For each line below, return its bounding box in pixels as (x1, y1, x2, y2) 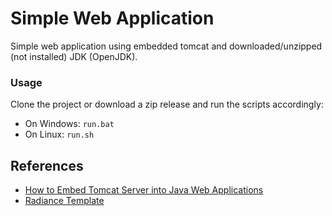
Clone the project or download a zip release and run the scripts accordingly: (10, 98, 324, 111)
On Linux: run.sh (24, 128, 95, 141)
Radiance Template (24, 195, 105, 207)
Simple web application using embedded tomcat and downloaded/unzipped (10, 40, 323, 52)
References (10, 157, 84, 174)
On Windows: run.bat (24, 118, 115, 130)
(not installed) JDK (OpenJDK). (10, 50, 138, 62)
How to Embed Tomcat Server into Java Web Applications (24, 184, 264, 196)
